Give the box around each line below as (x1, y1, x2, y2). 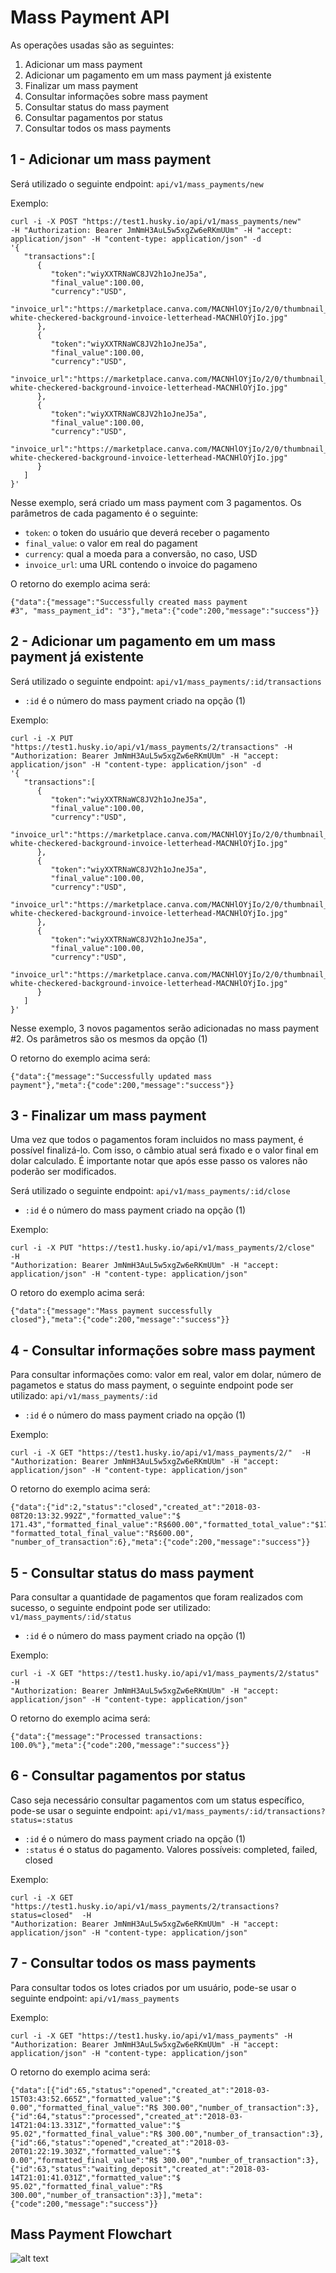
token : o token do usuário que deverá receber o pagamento (24, 526, 270, 538)
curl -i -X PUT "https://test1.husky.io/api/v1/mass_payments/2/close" (10, 1243, 315, 1253)
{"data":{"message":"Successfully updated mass (10, 1071, 213, 1081)
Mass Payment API (10, 6, 170, 29)
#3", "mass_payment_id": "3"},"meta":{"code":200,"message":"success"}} (10, 606, 320, 616)
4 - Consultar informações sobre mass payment (10, 1342, 316, 1359)
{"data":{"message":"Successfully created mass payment (10, 597, 248, 607)
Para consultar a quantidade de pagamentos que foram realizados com (10, 1591, 303, 1603)
